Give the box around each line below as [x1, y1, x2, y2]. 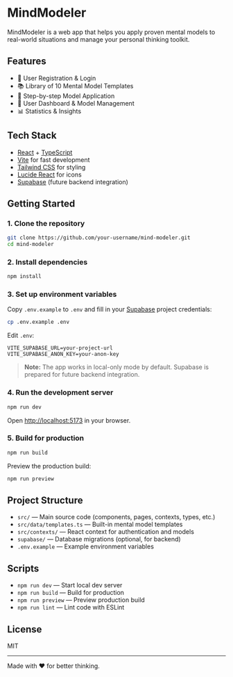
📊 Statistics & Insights [17, 106, 82, 115]
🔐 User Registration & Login [17, 74, 96, 82]
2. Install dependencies [7, 257, 88, 267]
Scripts [7, 562, 40, 574]
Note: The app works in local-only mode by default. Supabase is [24, 363, 209, 371]
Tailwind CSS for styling [17, 163, 86, 171]
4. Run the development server [7, 388, 114, 398]
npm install [7, 273, 42, 280]
